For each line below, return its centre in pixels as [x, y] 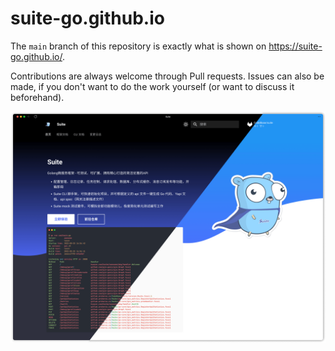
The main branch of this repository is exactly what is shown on [138, 46]
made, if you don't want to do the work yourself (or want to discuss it [152, 86]
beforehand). [37, 97]
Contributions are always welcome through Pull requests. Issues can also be [167, 76]
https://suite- [295, 46]
